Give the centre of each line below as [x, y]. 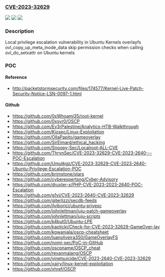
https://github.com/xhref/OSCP [44, 269]
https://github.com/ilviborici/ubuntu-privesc [57, 206]
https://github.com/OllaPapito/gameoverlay [56, 137]
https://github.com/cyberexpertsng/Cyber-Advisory [65, 179]
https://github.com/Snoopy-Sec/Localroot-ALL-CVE [65, 147]
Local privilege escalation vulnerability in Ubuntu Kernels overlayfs [73, 42]
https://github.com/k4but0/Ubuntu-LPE [52, 221]
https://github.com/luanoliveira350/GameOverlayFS [65, 237]
